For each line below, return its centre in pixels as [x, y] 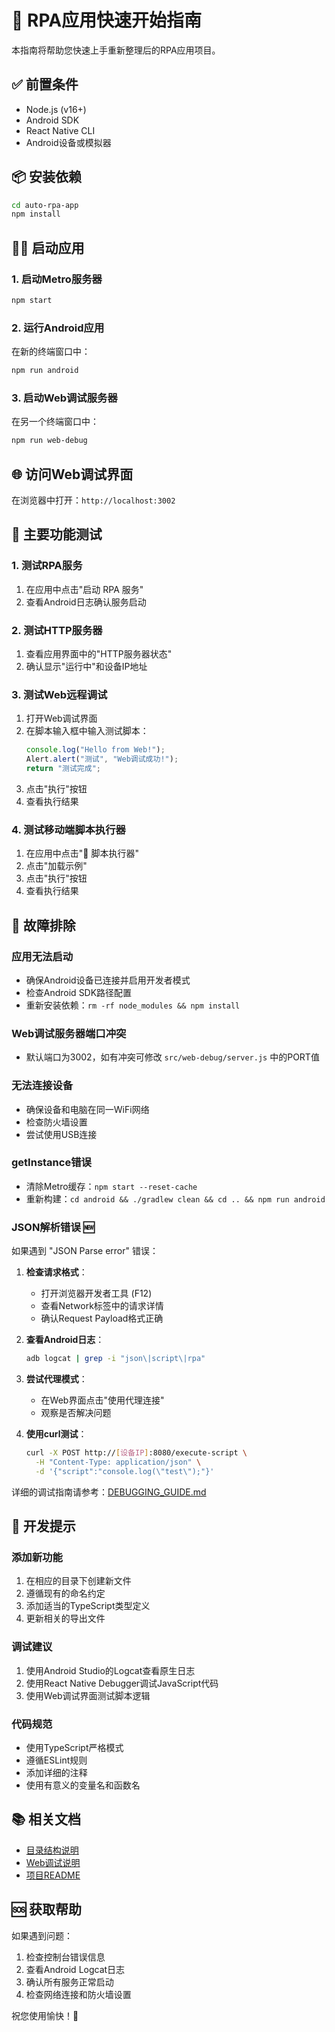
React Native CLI [60, 130]
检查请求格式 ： [56, 1272]
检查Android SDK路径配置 [79, 992]
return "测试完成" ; [63, 769]
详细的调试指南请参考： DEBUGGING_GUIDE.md [109, 1492]
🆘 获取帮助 [47, 1909]
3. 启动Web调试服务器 [64, 398]
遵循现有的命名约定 [65, 1593]
